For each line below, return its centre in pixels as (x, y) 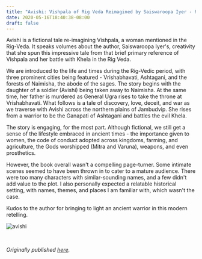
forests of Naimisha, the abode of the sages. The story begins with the (94, 84)
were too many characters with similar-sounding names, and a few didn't (96, 178)
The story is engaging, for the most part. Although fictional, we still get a (96, 128)
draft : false (23, 23)
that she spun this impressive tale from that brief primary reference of (93, 53)
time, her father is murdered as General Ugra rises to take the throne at (94, 96)
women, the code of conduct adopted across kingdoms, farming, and (92, 140)
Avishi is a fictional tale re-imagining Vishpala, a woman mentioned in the (97, 40)
